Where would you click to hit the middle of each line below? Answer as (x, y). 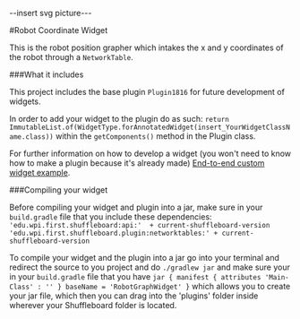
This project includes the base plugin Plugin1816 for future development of (147, 92)
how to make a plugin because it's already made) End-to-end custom (137, 163)
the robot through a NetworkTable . (71, 57)
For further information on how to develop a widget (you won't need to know (150, 153)
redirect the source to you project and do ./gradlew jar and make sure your (150, 267)
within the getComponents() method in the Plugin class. (155, 136)
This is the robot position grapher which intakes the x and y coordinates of (146, 47)
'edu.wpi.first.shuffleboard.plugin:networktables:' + (114, 233)
